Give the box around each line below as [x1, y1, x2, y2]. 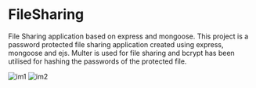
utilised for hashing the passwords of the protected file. [8, 57, 187, 66]
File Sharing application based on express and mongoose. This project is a [8, 31, 249, 41]
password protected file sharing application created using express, [8, 39, 225, 49]
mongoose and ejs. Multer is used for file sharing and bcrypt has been [8, 48, 235, 57]
